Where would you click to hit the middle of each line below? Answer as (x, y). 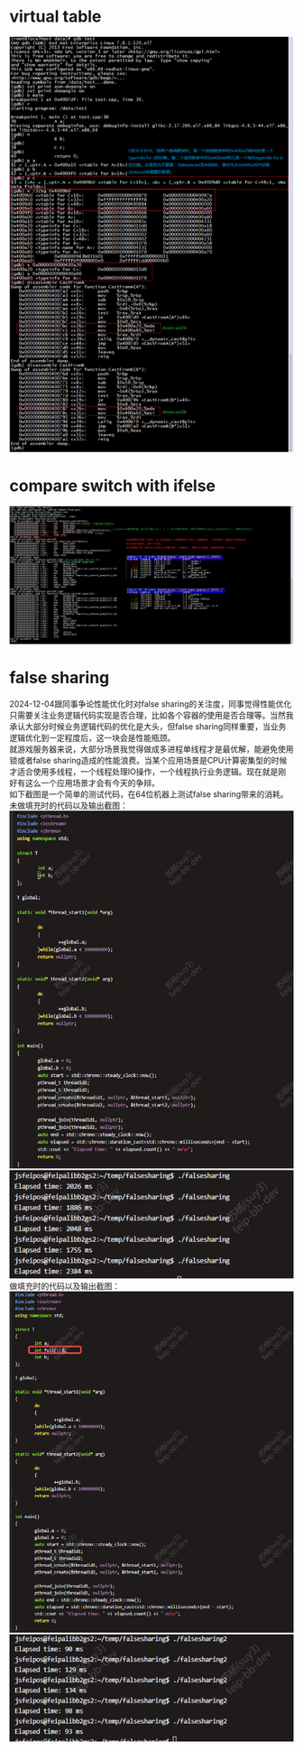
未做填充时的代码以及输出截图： (69, 805)
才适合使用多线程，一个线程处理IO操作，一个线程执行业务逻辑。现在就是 (144, 771)
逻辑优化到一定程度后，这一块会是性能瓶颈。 (92, 737)
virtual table (55, 17)
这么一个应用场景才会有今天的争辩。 (92, 783)
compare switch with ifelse (113, 486)
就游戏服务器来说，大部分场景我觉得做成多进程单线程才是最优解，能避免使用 (151, 749)
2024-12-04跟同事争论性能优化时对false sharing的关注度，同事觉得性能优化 (151, 704)
